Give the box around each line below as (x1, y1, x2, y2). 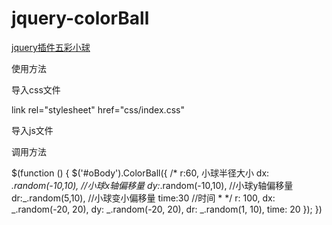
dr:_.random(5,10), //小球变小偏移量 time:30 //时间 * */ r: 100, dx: (11, 192, 276, 204)
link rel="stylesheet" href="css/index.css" (11, 103, 185, 116)
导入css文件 (11, 83, 61, 96)
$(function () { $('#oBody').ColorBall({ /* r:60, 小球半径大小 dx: (11, 167, 270, 179)
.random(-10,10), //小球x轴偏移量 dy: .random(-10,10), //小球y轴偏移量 (11, 179, 294, 191)
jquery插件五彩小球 (11, 41, 91, 53)
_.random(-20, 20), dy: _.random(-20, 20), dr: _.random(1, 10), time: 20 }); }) (11, 203, 323, 215)
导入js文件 (11, 124, 54, 136)
